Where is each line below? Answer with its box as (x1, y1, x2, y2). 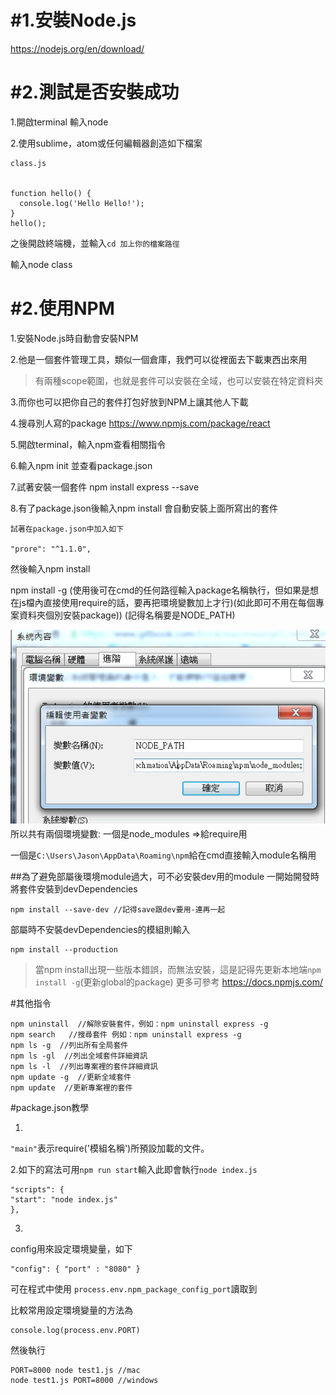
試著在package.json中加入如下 (10, 524, 125, 534)
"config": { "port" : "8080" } (10, 1264, 141, 1275)
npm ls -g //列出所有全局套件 (10, 1041, 129, 1051)
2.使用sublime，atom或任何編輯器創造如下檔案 (10, 137, 203, 149)
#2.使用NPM (10, 297, 115, 320)
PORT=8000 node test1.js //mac (10, 1366, 141, 1376)
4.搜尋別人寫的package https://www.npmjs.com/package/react (10, 417, 271, 429)
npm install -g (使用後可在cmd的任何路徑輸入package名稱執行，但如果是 (10, 584, 311, 596)
